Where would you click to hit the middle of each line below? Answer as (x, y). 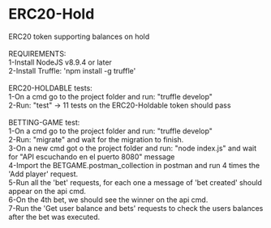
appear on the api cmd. (47, 191)
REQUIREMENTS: (37, 53)
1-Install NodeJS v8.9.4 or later (60, 62)
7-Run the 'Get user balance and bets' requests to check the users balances (136, 208)
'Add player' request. (43, 174)
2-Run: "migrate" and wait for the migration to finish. (96, 139)
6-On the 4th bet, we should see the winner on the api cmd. (108, 200)
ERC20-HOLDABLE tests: (51, 88)
